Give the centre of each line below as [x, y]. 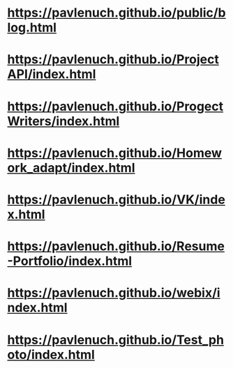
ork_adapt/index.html [71, 168]
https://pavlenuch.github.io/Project [113, 60]
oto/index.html [51, 354]
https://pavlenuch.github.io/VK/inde [116, 199]
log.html [32, 28]
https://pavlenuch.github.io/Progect [115, 106]
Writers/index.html [63, 121]
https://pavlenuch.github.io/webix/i [114, 293]
